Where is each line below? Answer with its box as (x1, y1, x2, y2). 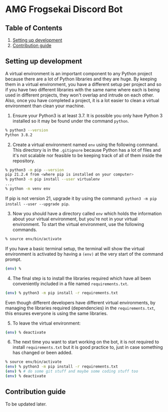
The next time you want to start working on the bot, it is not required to (12, 339, 159, 345)
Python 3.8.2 (5, 132, 33, 138)
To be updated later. (5, 401, 47, 407)
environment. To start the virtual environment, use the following (12, 221, 144, 227)
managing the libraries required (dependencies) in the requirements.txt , (5, 305, 155, 311)
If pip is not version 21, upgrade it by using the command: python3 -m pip (5, 195, 157, 201)
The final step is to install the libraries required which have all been (12, 275, 151, 281)
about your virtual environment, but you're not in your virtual (12, 216, 138, 222)
